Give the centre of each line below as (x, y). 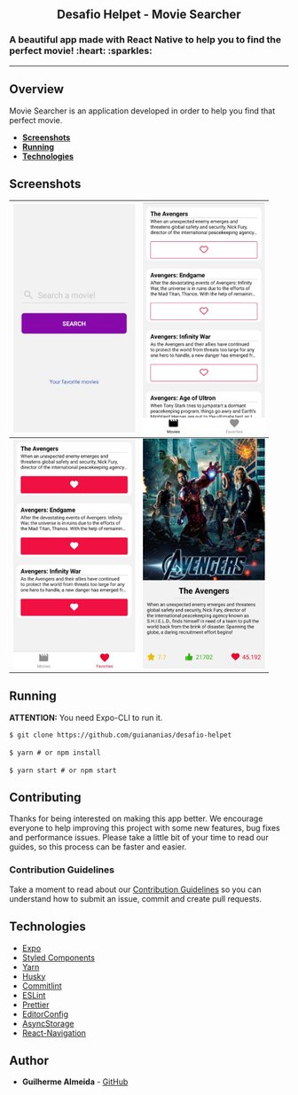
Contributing (45, 798)
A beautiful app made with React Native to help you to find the (145, 40)
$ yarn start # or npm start (63, 770)
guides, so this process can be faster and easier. (98, 847)
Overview (37, 89)
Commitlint (42, 985)
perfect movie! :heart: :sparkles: (81, 51)
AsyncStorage (48, 1023)
